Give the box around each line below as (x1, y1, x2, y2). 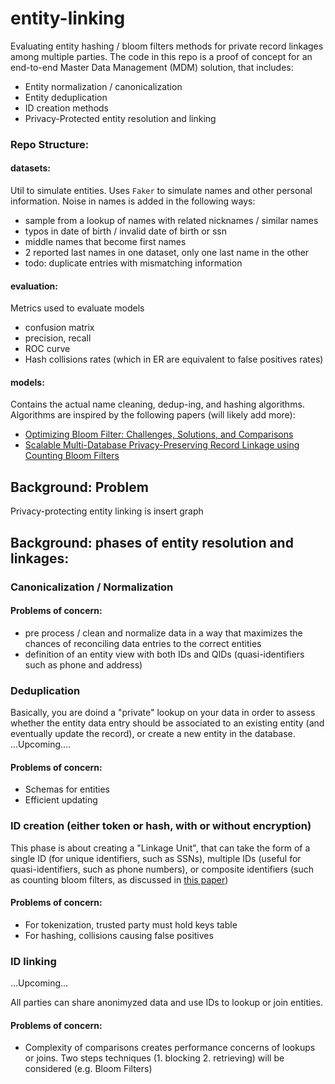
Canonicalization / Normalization (10, 580, 174, 594)
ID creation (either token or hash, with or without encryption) (10, 819, 312, 833)
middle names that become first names (24, 236, 187, 248)
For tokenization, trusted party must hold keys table (24, 918, 238, 931)
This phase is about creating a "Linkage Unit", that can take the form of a (10, 842, 311, 854)
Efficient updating (24, 794, 98, 806)
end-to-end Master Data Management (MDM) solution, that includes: (10, 61, 294, 73)
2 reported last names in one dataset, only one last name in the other (24, 247, 310, 259)
